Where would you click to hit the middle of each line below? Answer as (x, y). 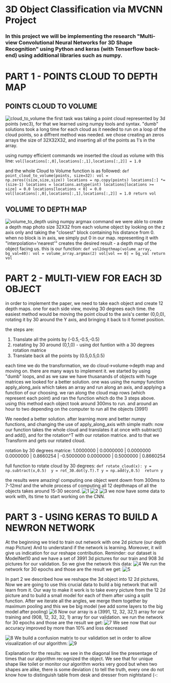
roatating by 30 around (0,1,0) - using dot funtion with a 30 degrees (83, 345)
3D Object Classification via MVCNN (84, 9)
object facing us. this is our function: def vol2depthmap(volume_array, (79, 248)
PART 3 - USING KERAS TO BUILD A (82, 517)
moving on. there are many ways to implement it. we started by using (78, 371)
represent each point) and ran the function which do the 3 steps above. (80, 398)
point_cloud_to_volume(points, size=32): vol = (57, 176)
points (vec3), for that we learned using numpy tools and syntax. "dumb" (82, 124)
